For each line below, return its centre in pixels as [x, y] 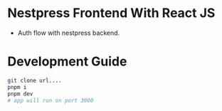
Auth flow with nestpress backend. [69, 33]
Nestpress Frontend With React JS [111, 13]
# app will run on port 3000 [51, 100]
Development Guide [67, 62]
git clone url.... [35, 80]
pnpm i [17, 87]
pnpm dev [20, 94]
